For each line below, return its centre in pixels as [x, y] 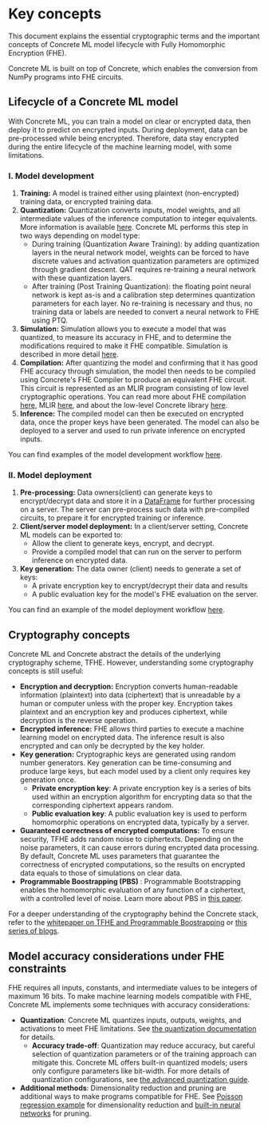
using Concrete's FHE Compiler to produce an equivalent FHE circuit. [133, 380]
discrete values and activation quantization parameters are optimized [145, 261]
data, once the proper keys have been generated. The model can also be [140, 422]
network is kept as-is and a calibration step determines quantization [143, 295]
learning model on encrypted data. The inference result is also [122, 737]
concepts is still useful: [46, 671]
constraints [37, 968]
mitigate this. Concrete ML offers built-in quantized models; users [140, 1062]
